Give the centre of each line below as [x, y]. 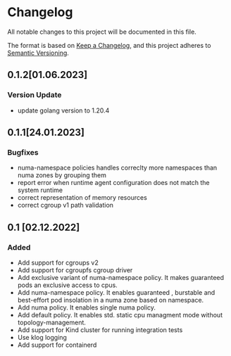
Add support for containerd [57, 345]
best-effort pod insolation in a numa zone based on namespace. [111, 300]
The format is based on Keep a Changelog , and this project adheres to [109, 45]
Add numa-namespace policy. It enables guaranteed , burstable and [116, 292]
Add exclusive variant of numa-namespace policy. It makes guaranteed [120, 278]
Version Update [35, 95]
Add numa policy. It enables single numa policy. [87, 307]
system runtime [40, 190]
